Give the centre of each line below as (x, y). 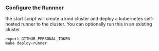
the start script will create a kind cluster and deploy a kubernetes (74, 19)
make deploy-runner (26, 43)
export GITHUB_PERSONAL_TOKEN (38, 39)
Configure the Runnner (35, 8)
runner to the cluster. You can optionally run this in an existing (87, 24)
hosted (13, 24)
